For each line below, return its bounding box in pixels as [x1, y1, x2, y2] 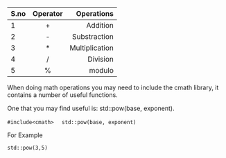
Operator [32, 9, 64, 18]
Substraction [71, 32, 114, 41]
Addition [86, 21, 114, 30]
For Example [7, 131, 43, 139]
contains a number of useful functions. [7, 91, 118, 99]
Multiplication [69, 43, 114, 53]
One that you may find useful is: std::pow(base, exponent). [7, 104, 175, 112]
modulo [89, 66, 114, 75]
